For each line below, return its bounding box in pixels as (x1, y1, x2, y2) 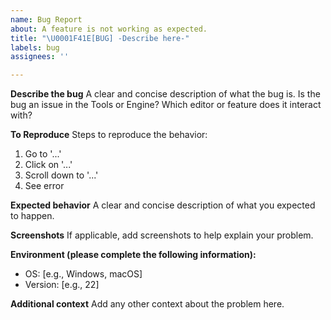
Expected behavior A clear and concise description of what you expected (10, 199, 316, 211)
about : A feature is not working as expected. (10, 24, 208, 34)
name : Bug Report (10, 14, 83, 25)
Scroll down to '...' (24, 169, 99, 181)
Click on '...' (24, 159, 73, 171)
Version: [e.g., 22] (24, 279, 100, 291)
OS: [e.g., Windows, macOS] (24, 268, 143, 280)
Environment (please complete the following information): (10, 249, 257, 261)
